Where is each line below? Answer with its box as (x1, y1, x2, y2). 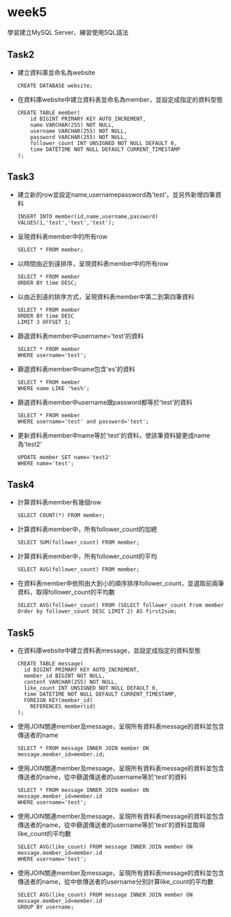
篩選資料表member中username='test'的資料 (17, 331, 144, 340)
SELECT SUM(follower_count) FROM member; (17, 539, 140, 546)
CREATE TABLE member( (17, 109, 80, 116)
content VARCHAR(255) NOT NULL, (24, 678, 118, 686)
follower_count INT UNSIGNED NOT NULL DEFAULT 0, (30, 140, 177, 147)
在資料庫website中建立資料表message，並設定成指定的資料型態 (17, 646, 201, 655)
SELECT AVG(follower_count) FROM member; (17, 566, 140, 573)
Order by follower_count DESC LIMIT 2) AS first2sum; (17, 608, 177, 615)
